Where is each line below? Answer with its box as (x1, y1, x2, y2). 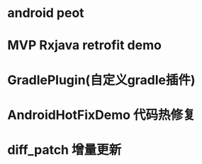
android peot (7, 5, 84, 21)
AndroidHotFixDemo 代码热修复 (7, 107, 196, 123)
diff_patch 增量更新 (7, 141, 122, 158)
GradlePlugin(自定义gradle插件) (7, 72, 196, 88)
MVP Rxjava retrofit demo (7, 37, 162, 54)
